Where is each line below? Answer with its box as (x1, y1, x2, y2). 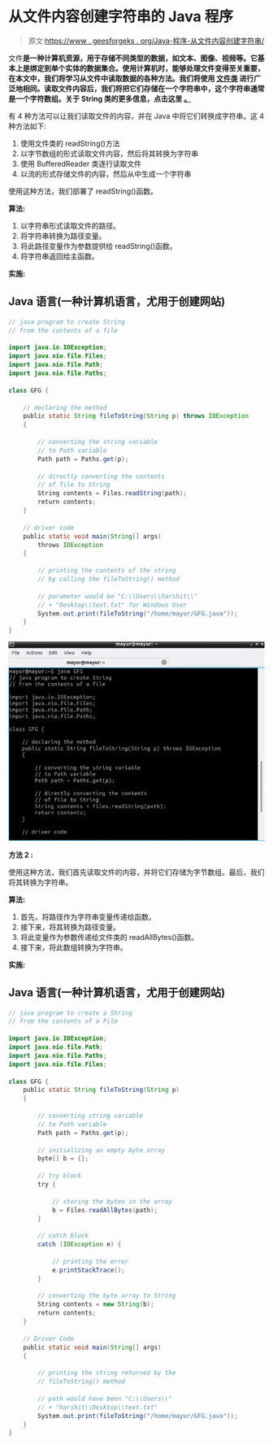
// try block (37, 1172, 82, 1180)
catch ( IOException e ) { (37, 1241, 122, 1249)
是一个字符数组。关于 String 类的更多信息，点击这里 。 (8, 94, 192, 103)
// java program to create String (8, 318, 126, 326)
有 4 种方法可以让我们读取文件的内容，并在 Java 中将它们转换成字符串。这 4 (8, 111, 265, 120)
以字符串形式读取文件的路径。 (19, 220, 120, 230)
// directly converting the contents (37, 472, 165, 481)
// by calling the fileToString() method (37, 575, 180, 583)
